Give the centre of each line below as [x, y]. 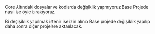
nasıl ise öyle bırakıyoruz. [30, 12]
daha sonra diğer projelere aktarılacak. [44, 26]
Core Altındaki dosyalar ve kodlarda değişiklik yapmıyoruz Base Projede [77, 7]
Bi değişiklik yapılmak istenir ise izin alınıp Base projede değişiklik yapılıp [77, 21]
